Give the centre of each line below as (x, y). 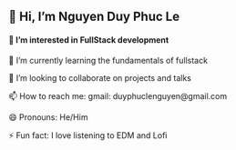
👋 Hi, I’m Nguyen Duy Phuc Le (94, 17)
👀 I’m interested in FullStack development (89, 40)
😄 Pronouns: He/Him (48, 117)
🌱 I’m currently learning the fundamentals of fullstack (108, 60)
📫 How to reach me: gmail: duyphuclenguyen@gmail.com (118, 95)
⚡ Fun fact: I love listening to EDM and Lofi (88, 135)
